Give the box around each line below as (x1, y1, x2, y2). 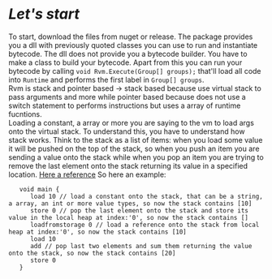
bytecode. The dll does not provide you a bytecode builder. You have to (8, 49, 248, 58)
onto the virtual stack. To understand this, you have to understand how (8, 127, 245, 136)
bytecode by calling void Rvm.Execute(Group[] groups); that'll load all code (8, 66, 261, 75)
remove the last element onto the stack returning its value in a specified (8, 161, 248, 170)
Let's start (8, 5, 80, 24)
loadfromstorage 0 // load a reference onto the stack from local (29, 221, 260, 229)
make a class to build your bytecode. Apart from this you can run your (8, 58, 243, 67)
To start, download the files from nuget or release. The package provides (8, 32, 253, 41)
